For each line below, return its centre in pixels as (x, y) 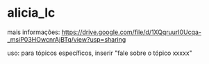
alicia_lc (31, 13)
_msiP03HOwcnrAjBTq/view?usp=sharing (67, 39)
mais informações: (34, 32)
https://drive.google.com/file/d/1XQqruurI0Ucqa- (132, 32)
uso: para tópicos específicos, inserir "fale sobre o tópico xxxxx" (100, 53)
